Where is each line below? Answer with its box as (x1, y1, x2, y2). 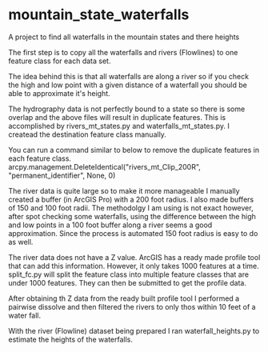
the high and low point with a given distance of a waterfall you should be (8, 80, 248, 90)
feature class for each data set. (8, 56, 111, 66)
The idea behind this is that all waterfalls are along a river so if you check (8, 71, 250, 81)
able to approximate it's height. (8, 88, 110, 98)
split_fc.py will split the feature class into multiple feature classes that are (8, 270, 250, 279)
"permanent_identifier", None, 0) (8, 170, 116, 180)
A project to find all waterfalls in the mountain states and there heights (8, 32, 240, 42)
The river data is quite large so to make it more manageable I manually (8, 186, 240, 195)
